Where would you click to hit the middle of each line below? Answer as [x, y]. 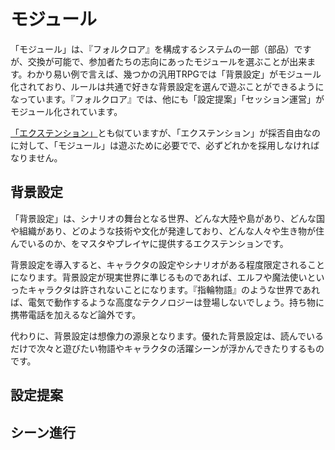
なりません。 [36, 157]
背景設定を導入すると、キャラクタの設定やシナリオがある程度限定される [159, 264]
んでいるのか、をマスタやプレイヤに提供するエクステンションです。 [149, 243]
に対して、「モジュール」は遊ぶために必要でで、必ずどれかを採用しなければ [165, 145]
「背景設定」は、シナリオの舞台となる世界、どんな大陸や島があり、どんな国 [168, 218]
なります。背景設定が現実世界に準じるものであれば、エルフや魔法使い [163, 277]
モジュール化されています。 [66, 111]
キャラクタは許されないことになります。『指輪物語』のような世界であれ [173, 289]
